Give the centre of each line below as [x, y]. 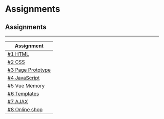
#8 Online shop [25, 109]
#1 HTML [18, 54]
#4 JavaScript [24, 78]
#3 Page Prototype [29, 70]
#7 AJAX [18, 102]
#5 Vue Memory [26, 86]
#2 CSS [16, 62]
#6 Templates [23, 94]
